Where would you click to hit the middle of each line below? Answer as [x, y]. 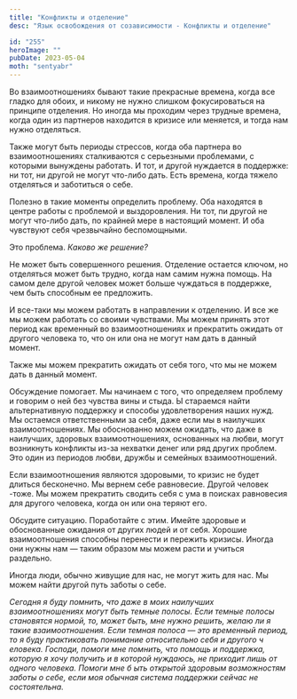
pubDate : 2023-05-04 [47, 59]
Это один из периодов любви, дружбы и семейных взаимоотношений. [143, 457]
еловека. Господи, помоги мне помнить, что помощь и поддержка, [137, 649]
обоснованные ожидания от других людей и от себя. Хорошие [128, 530]
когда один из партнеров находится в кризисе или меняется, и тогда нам [149, 120]
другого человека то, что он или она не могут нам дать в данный [133, 338]
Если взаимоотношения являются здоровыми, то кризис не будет [134, 475]
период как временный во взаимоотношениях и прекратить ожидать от [146, 329]
